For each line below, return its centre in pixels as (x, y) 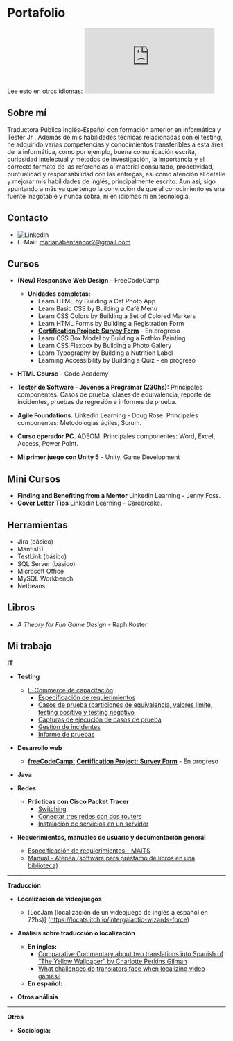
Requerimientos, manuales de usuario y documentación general (111, 837)
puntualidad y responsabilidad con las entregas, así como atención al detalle (116, 174)
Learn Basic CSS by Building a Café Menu (98, 309)
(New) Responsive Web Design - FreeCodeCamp (88, 281)
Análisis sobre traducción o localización (76, 933)
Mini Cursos (34, 479)
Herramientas (37, 525)
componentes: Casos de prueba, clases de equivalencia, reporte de (114, 394)
